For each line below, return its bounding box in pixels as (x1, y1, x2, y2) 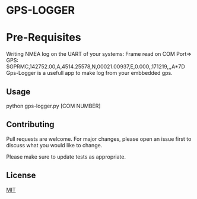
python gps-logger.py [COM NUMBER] (6, 102, 101, 109)
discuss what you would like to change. (6, 141, 103, 149)
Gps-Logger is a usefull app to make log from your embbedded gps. (6, 70, 173, 77)
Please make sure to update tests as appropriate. (6, 153, 126, 160)
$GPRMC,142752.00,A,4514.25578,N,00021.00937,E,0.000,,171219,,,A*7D (6, 63, 185, 70)
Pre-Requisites (6, 31, 81, 45)
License (6, 170, 36, 181)
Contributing (6, 119, 55, 129)
